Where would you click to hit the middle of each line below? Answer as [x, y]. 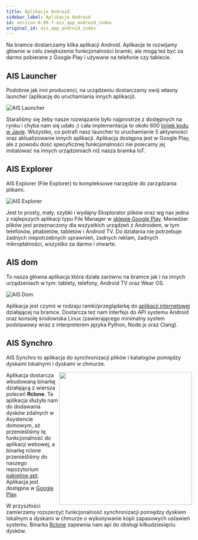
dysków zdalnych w [30, 413]
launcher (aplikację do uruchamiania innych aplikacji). [71, 96]
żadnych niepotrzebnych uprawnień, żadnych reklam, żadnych [82, 237]
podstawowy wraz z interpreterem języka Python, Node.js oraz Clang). [92, 325]
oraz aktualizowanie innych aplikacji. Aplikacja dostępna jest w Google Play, [98, 138]
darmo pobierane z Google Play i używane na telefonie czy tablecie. [89, 57]
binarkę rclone [24, 450]
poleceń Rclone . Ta [30, 394]
